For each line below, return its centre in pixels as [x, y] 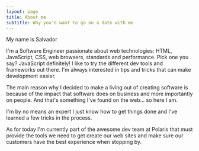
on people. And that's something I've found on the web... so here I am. [92, 100]
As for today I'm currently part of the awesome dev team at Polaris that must [99, 129]
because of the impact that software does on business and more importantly [99, 94]
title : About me [26, 17]
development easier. [31, 76]
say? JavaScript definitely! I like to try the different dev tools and [85, 63]
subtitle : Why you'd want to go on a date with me [70, 23]
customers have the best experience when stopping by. [74, 142]
